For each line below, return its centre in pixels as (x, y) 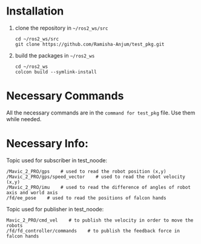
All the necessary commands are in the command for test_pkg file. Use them (101, 113)
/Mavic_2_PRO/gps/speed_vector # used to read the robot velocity (96, 177)
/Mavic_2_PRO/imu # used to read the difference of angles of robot (98, 187)
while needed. (24, 119)
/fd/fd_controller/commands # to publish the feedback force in (93, 231)
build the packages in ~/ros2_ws (55, 55)
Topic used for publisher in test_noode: (55, 209)
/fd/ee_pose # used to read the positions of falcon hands (86, 198)
